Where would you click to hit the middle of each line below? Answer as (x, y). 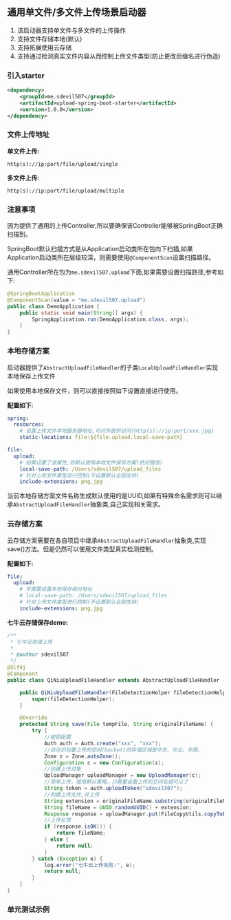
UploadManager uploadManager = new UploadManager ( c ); (122, 775)
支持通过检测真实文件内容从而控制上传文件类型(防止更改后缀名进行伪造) (119, 56)
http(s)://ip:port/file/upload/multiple (66, 191)
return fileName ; (81, 833)
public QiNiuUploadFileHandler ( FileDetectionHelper (95, 693)
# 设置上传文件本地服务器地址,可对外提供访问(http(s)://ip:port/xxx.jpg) (117, 431)
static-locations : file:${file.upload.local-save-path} (101, 438)
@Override (34, 718)
